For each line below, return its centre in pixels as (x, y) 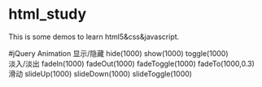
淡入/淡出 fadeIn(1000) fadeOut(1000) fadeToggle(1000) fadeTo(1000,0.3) (131, 63)
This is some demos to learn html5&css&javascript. (94, 37)
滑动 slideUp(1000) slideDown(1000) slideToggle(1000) (100, 73)
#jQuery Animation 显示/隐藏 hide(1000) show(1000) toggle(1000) (119, 53)
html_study (48, 14)
